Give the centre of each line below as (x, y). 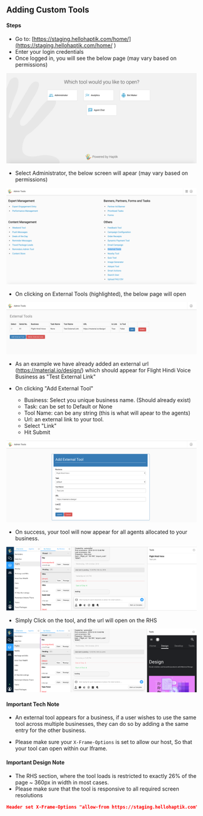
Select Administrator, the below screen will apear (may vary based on (101, 173)
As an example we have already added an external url (82, 364)
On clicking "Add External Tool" (54, 388)
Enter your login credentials (49, 51)
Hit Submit (37, 432)
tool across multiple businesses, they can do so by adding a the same (102, 724)
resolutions (29, 795)
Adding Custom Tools (48, 10)
